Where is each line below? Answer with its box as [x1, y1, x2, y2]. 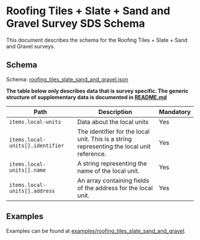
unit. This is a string [77, 135, 132, 143]
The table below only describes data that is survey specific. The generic [6, 87, 189, 94]
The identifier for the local [77, 127, 150, 135]
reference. [77, 150, 107, 158]
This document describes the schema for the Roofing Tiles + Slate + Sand [6, 36, 187, 43]
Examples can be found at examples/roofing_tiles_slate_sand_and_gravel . [6, 227, 186, 234]
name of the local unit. [77, 166, 140, 175]
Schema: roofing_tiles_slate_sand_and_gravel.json [6, 75, 129, 83]
